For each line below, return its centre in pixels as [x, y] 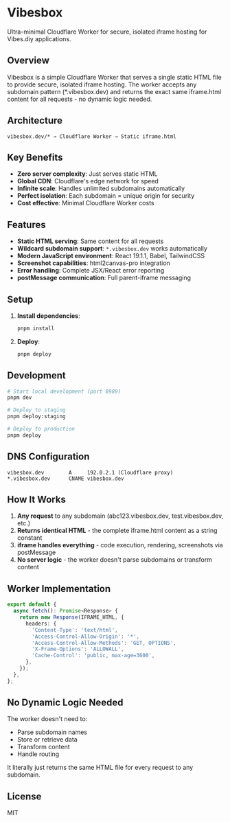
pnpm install [36, 328]
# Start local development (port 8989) [64, 391]
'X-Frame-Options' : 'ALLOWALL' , [78, 649]
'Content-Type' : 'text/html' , [75, 630]
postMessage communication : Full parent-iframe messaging [104, 278]
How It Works [37, 500]
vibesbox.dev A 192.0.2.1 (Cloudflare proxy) [90, 472]
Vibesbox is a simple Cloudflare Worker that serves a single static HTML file [114, 77]
